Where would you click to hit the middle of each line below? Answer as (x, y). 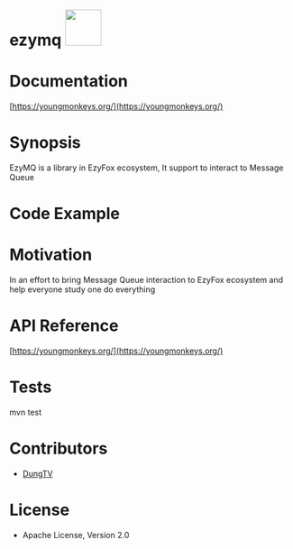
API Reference (64, 326)
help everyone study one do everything (82, 289)
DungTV (38, 474)
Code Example (64, 214)
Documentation (69, 82)
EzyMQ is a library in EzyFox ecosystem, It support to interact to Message (146, 168)
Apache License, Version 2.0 (76, 535)
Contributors (59, 448)
